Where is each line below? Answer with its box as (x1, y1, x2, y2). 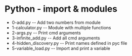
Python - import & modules (4, 3, 118, 15)
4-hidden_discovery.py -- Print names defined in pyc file (11, 40, 128, 46)
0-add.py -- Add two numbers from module (11, 19, 101, 25)
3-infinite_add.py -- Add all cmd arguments (11, 35, 100, 41)
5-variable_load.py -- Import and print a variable (11, 45, 111, 51)
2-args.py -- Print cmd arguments (11, 30, 81, 36)
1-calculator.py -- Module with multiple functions (11, 24, 111, 30)
